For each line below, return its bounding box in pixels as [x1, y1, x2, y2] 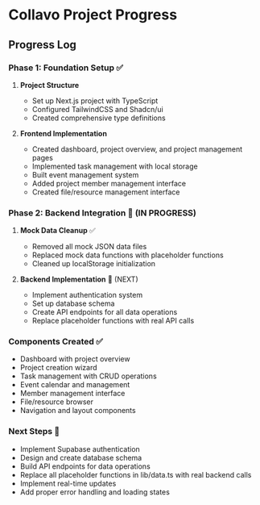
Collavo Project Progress [8, 6, 178, 24]
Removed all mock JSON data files [31, 242, 147, 252]
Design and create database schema [19, 453, 142, 462]
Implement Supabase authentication [19, 444, 141, 453]
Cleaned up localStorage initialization [31, 259, 155, 269]
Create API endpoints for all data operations [31, 307, 178, 317]
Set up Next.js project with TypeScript [31, 95, 159, 106]
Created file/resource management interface [31, 187, 180, 197]
